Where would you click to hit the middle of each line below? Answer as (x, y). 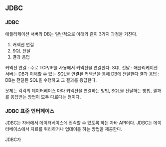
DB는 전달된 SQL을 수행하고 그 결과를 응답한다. (51, 80)
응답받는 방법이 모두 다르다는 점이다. (46, 97)
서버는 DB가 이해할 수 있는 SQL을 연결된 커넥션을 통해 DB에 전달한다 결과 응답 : (82, 74)
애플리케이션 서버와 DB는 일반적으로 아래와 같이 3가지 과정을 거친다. (72, 34)
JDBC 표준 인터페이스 (30, 111)
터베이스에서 (17, 129)
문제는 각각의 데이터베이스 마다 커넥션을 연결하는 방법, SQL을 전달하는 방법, (79, 90)
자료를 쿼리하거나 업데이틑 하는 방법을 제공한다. (77, 129)
